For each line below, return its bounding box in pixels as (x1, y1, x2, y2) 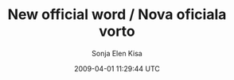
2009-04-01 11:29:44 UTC (73, 63, 161, 73)
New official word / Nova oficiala (7, 6, 227, 24)
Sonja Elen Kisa (92, 48, 142, 58)
